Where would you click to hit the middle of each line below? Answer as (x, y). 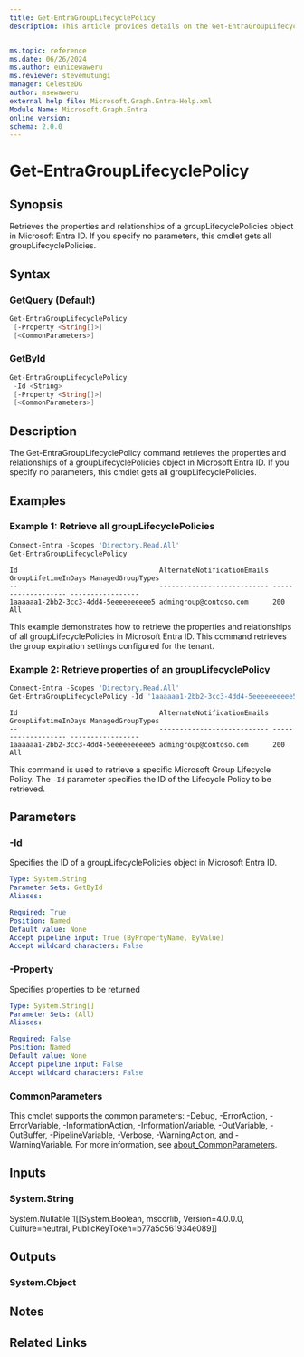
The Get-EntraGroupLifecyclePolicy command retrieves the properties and (148, 453)
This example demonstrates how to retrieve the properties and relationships (151, 626)
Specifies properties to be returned (75, 989)
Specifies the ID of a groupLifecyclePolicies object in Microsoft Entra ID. (143, 863)
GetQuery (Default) (52, 300)
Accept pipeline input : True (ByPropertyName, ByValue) (117, 938)
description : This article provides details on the (109, 26)
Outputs (33, 1257)
